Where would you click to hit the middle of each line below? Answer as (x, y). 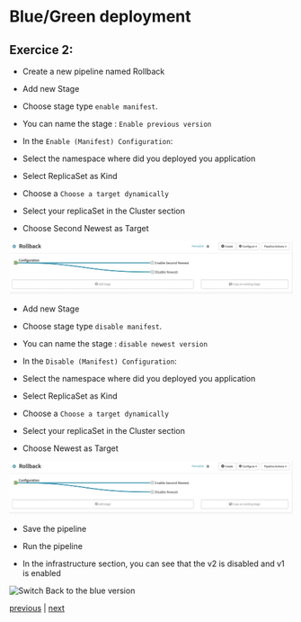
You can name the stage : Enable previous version (117, 124)
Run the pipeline (53, 545)
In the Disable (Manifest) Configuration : (99, 361)
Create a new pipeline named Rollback (93, 71)
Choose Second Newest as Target (86, 228)
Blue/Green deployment (100, 17)
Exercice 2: (41, 50)
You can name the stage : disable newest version (115, 343)
